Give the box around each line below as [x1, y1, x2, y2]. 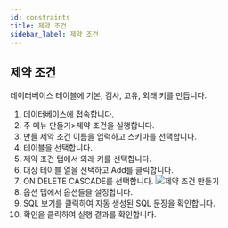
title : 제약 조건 [10, 21, 68, 30]
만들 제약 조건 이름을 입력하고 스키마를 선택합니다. [22, 131, 197, 142]
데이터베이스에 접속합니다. [22, 109, 115, 120]
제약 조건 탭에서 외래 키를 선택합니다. [22, 153, 152, 165]
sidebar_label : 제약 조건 [10, 29, 99, 38]
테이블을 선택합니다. [22, 142, 93, 153]
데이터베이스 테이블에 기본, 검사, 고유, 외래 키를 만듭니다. [10, 90, 208, 101]
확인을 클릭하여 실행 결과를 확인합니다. [22, 209, 157, 220]
